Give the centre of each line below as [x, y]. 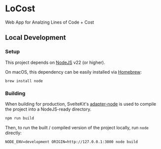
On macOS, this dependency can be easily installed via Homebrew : [73, 72]
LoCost [20, 9]
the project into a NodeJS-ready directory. [48, 109]
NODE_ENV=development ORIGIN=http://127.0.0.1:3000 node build [72, 142]
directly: [14, 133]
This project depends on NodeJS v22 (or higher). [55, 62]
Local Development [36, 38]
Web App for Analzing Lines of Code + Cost [50, 22]
